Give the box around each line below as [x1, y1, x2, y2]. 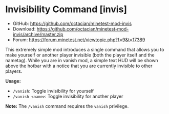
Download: [12, 25, 36, 32]
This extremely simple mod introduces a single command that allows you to [5, 46, 164, 52]
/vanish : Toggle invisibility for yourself [12, 88, 94, 94]
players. [5, 68, 23, 74]
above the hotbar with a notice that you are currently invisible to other [5, 63, 153, 69]
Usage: [5, 78, 22, 84]
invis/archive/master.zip [12, 31, 64, 37]
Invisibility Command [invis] [5, 4, 127, 15]
